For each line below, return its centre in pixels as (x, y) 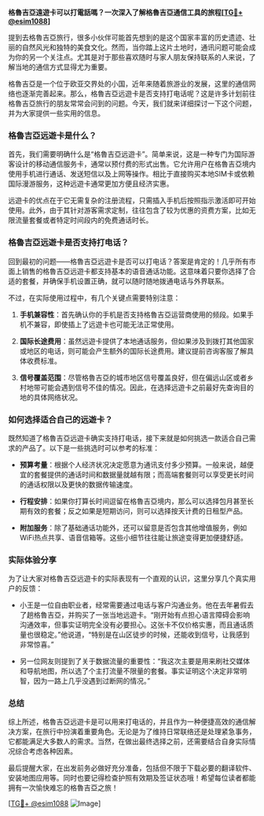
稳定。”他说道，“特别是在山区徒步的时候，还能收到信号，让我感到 (145, 635)
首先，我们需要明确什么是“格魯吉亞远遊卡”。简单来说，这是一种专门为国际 (128, 154)
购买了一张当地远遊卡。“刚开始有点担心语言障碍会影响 (162, 615)
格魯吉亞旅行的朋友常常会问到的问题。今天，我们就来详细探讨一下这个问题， (132, 103)
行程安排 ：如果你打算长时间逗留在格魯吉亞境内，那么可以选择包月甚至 (133, 501)
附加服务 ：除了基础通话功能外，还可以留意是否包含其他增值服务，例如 (133, 528)
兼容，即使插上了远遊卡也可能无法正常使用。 (106, 324)
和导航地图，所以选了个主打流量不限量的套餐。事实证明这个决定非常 (130, 671)
